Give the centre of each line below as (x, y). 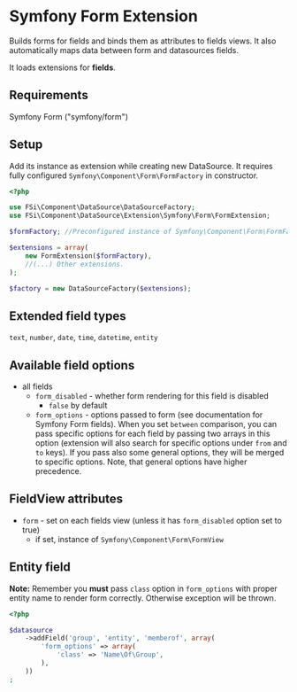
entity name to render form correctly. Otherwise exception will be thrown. (143, 598)
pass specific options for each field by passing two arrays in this (152, 434)
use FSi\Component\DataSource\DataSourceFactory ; (103, 207)
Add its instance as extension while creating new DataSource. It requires (141, 166)
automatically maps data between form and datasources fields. (124, 50)
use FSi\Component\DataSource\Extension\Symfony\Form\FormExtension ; (140, 216)
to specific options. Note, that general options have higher (141, 462)
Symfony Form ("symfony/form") (69, 116)
